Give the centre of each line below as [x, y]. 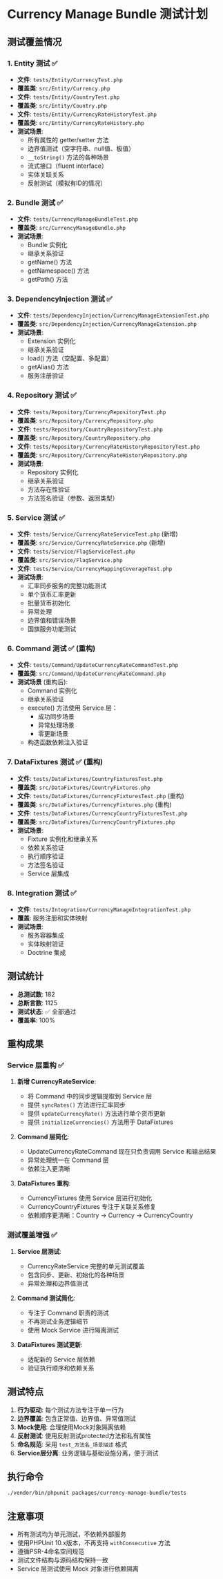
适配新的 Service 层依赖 [61, 1359]
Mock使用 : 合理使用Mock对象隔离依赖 [71, 1427]
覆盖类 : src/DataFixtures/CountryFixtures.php [84, 787]
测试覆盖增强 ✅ [32, 1235]
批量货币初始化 [49, 603]
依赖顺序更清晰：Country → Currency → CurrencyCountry [110, 1215]
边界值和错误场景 [52, 620]
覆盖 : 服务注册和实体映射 [52, 918]
